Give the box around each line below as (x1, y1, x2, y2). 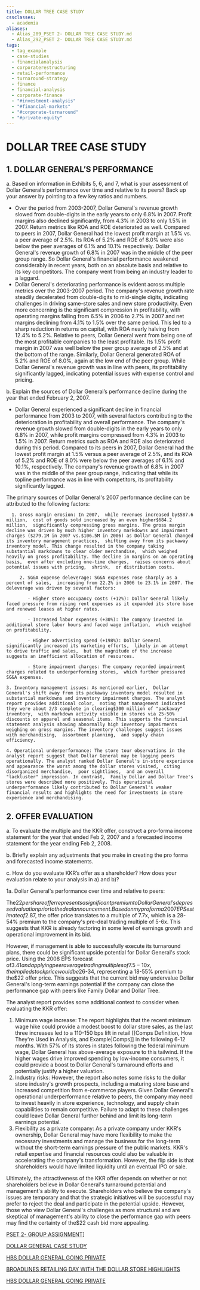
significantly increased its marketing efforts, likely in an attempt (6, 643, 188, 649)
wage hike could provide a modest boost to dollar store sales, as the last (14, 1023, 193, 1031)
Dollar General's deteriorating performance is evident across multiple (14, 281, 185, 288)
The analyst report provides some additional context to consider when (6, 999, 179, 1006)
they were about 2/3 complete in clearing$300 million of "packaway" (6, 706, 183, 712)
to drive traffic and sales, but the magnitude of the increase (6, 648, 172, 654)
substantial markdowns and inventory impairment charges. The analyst (6, 696, 186, 702)
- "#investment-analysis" (11, 98, 76, 104)
